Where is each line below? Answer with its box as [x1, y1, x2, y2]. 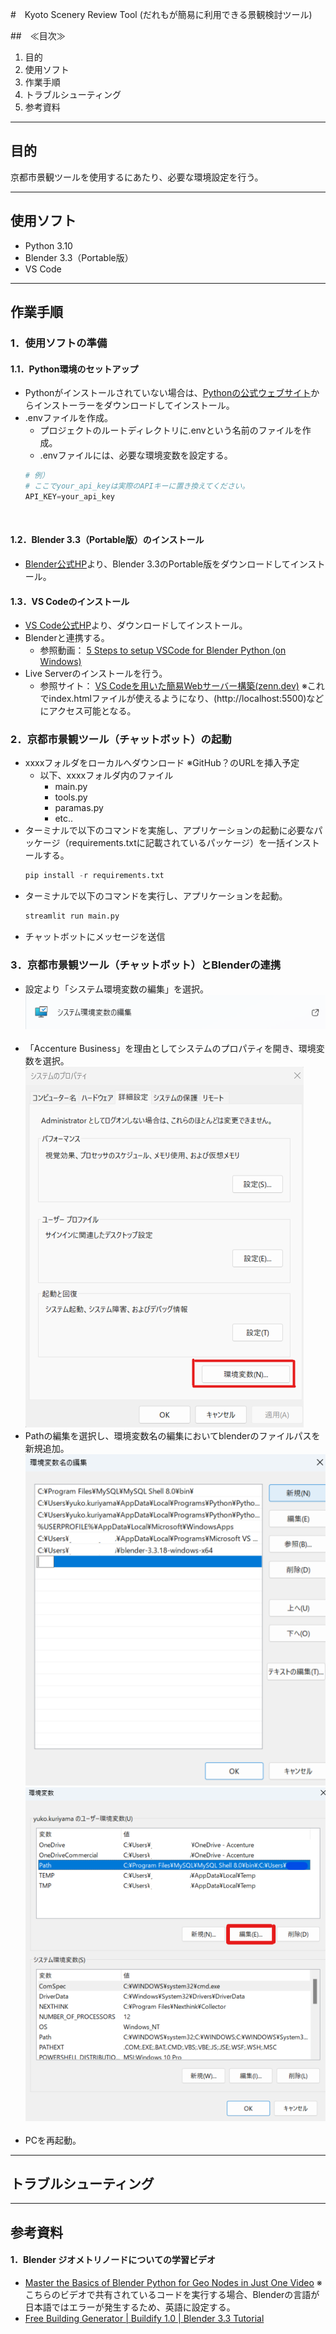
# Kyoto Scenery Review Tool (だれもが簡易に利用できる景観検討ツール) [10, 9, 313, 20]
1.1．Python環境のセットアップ [10, 363, 139, 375]
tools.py [54, 791, 88, 803]
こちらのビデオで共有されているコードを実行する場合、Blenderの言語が [24, 2289, 320, 2301]
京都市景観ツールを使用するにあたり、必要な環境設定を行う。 [10, 171, 264, 183]
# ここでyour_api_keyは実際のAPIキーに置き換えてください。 [24, 481, 250, 492]
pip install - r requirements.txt [24, 871, 165, 881]
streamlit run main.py [24, 911, 120, 922]
